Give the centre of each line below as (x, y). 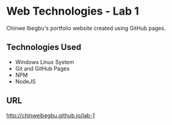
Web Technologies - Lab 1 (73, 11)
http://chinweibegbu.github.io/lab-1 (51, 115)
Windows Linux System (45, 62)
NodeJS (25, 81)
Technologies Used (44, 47)
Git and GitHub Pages (42, 68)
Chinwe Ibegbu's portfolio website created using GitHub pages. (86, 28)
